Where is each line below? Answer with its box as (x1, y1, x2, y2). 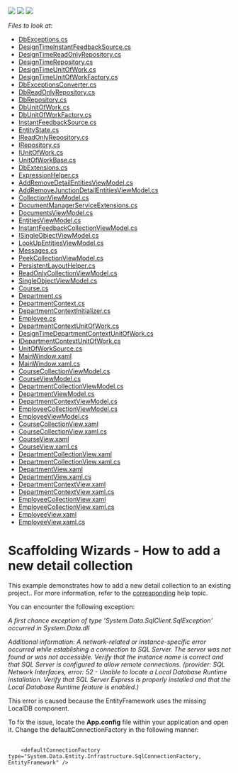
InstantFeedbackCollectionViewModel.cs (18, 224, 137, 232)
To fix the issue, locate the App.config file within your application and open (8, 718, 229, 726)
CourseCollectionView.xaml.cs (18, 427, 108, 436)
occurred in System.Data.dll (8, 623, 90, 632)
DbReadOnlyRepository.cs (18, 88, 96, 96)
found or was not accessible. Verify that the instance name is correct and (8, 652, 224, 661)
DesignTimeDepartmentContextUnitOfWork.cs (18, 329, 154, 337)
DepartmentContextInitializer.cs (18, 307, 111, 315)
